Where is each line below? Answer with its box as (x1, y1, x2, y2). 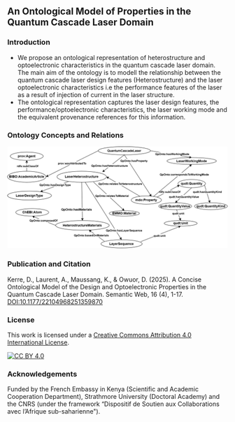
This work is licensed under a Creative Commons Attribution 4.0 (7, 330, 192, 339)
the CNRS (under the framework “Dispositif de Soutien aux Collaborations (7, 400, 220, 408)
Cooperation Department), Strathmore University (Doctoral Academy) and (7, 393, 220, 401)
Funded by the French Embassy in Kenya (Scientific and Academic (7, 385, 199, 393)
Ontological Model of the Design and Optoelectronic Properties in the (7, 282, 207, 291)
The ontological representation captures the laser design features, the (17, 98, 220, 106)
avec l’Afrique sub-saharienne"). (7, 407, 101, 416)
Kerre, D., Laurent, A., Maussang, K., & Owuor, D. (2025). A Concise (7, 275, 202, 284)
